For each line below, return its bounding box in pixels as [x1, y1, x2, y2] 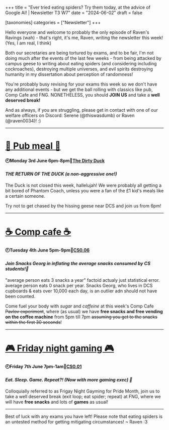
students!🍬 [5, 266, 29, 272]
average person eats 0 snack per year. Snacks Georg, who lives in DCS [5, 282, 153, 288]
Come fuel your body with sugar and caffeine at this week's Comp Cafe [5, 303, 154, 309]
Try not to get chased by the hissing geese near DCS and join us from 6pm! [5, 202, 161, 209]
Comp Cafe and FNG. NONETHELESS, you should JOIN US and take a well [5, 92, 160, 98]
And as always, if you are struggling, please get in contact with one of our [5, 107, 158, 113]
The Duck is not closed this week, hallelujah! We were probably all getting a [5, 182, 162, 188]
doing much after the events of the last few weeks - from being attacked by [5, 55, 162, 61]
